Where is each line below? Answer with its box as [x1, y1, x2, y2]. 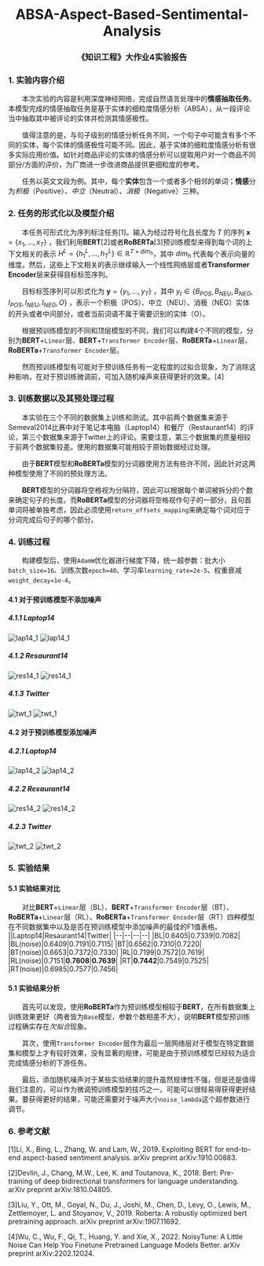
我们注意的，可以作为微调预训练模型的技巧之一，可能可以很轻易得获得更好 [8, 1084, 249, 1094]
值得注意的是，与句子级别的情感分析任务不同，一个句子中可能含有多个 [22, 130, 249, 140]
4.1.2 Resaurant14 [8, 651, 68, 661]
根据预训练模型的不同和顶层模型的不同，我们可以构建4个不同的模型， [22, 325, 247, 335]
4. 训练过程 [8, 536, 50, 547]
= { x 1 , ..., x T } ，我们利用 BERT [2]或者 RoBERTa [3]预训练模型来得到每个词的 [8, 237, 246, 248]
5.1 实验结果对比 [8, 883, 60, 893]
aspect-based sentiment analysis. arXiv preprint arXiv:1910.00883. [22, 1153, 238, 1162]
